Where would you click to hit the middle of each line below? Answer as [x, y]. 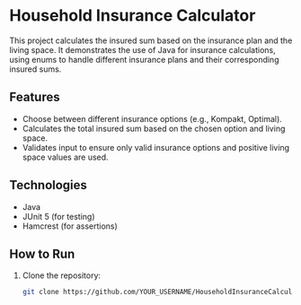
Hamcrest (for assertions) [70, 226]
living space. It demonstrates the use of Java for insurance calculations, [142, 49]
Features [35, 97]
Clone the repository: [62, 275]
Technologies [49, 185]
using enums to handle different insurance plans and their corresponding [144, 59]
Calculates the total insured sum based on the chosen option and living [154, 128]
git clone [41, 292]
